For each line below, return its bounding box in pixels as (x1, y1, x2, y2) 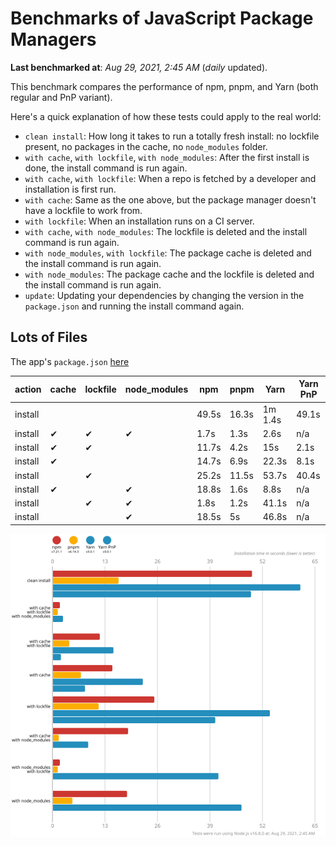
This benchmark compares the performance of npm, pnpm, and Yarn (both (10, 80, 319, 92)
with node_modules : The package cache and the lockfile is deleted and (24, 268, 315, 280)
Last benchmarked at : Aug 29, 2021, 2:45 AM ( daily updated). (10, 61, 268, 73)
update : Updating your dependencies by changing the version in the (24, 289, 305, 301)
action (14, 383, 42, 395)
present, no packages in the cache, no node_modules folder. (24, 140, 268, 152)
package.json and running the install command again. (24, 300, 245, 312)
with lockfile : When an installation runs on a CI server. (24, 215, 255, 227)
